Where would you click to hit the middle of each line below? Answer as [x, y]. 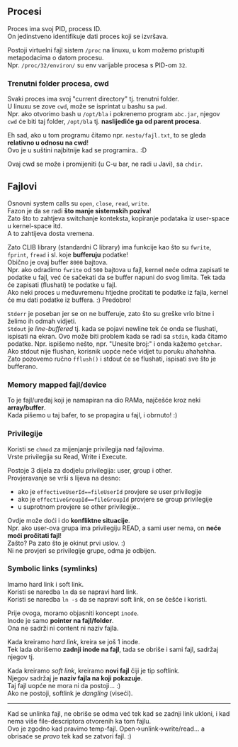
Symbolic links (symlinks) [52, 568]
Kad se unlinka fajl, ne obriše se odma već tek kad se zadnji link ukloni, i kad [119, 713]
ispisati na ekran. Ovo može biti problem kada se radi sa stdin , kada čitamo [117, 336]
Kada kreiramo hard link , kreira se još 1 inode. [74, 641]
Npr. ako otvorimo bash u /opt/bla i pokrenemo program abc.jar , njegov [114, 114]
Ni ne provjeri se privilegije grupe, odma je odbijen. [82, 550]
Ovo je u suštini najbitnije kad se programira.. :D [77, 150]
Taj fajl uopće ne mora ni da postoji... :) [64, 685]
